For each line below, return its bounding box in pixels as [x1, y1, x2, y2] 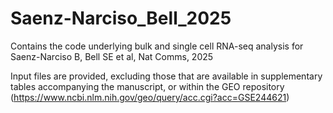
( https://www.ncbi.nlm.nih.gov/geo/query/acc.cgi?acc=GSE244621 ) [10, 91, 290, 103]
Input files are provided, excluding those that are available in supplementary [10, 70, 323, 82]
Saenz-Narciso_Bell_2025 [10, 7, 232, 30]
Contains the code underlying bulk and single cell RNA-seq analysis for [10, 40, 304, 52]
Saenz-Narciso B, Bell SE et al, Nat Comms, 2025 [10, 50, 214, 62]
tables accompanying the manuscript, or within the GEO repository [10, 80, 285, 92]
